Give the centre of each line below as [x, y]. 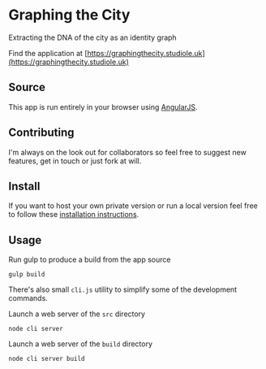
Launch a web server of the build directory [80, 344]
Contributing [41, 133]
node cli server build [47, 359]
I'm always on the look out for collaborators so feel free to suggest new [128, 152]
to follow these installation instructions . [74, 215]
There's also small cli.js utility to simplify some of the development [123, 289]
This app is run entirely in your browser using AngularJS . [103, 106]
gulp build [27, 275]
